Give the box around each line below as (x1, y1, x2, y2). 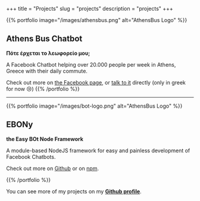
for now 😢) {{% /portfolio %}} (6, 85, 80, 92)
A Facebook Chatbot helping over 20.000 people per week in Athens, (6, 61, 176, 68)
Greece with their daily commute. (6, 67, 88, 74)
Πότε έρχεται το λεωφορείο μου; (6, 49, 90, 56)
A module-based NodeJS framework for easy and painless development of (6, 147, 190, 154)
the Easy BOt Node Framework (6, 135, 83, 142)
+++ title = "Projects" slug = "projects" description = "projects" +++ (6, 5, 174, 12)
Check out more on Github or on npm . (6, 165, 99, 172)
